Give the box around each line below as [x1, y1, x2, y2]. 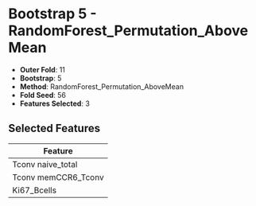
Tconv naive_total [12, 158, 78, 169]
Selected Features [8, 122, 101, 135]
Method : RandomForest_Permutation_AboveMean [19, 81, 184, 91]
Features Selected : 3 [19, 99, 90, 108]
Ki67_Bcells [12, 185, 57, 196]
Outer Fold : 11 [19, 64, 66, 74]
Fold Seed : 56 [19, 90, 66, 99]
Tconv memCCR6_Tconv [12, 172, 105, 183]
